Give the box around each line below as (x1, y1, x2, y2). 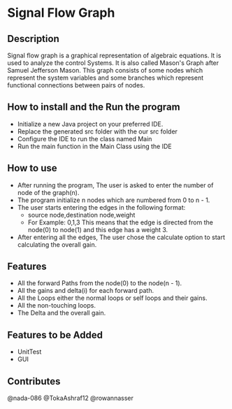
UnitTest (17, 347, 42, 356)
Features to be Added (7, 329, 103, 340)
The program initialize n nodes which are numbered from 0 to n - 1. (17, 196, 210, 204)
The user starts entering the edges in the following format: (17, 203, 186, 211)
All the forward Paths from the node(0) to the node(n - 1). (17, 279, 182, 287)
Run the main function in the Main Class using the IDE (17, 142, 173, 150)
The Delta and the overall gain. (17, 309, 106, 317)
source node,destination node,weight (27, 210, 136, 219)
